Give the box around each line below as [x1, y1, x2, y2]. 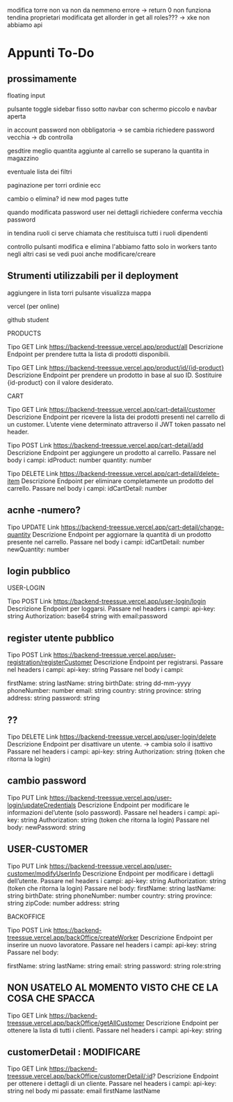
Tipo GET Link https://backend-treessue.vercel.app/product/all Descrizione [7, 342, 224, 351]
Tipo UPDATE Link [7, 523, 60, 531]
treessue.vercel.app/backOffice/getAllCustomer [7, 1018, 145, 1027]
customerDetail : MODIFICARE [7, 1046, 141, 1058]
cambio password [7, 775, 87, 787]
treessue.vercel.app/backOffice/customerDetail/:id [7, 1072, 153, 1080]
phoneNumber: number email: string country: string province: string [7, 687, 202, 695]
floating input [7, 91, 45, 100]
